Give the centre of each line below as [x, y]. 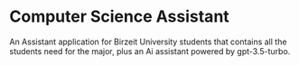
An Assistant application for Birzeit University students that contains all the [148, 42]
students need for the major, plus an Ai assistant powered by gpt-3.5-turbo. [150, 51]
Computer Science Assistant [120, 17]
